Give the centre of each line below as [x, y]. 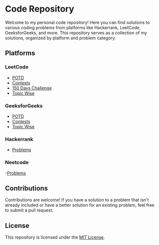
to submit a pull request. [29, 210]
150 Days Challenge [32, 88]
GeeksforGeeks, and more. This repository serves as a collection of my [76, 33]
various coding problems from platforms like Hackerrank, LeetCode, [73, 27]
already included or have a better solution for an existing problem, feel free [80, 205]
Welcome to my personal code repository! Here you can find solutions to [78, 22]
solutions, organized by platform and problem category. [61, 38]
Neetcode [17, 162]
